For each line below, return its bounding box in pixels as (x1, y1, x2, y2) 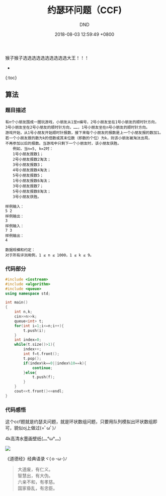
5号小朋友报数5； (12, 173, 44, 178)
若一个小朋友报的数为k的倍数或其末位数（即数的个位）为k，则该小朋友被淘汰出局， (5, 135, 152, 141)
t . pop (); (23, 356, 42, 361)
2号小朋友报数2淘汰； (12, 157, 51, 162)
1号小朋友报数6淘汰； (12, 178, 51, 183)
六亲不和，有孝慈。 (17, 479, 58, 485)
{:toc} (5, 74, 17, 80)
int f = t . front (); (23, 351, 59, 357)
